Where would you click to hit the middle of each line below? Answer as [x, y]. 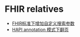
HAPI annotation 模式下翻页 [40, 29]
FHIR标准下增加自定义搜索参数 [43, 23]
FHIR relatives [34, 9]
